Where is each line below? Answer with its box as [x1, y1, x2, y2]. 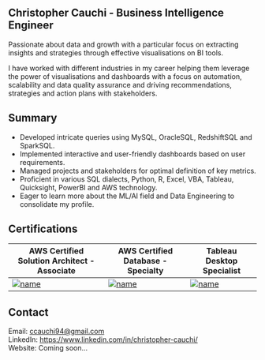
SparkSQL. [19, 141, 55, 150]
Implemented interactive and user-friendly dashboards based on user [19, 149, 246, 159]
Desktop [205, 256, 238, 267]
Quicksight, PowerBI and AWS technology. [19, 182, 158, 192]
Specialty [127, 265, 164, 276]
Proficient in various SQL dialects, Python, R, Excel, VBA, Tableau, [19, 174, 234, 184]
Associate [36, 265, 77, 276]
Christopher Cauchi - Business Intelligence [8, 6, 225, 20]
